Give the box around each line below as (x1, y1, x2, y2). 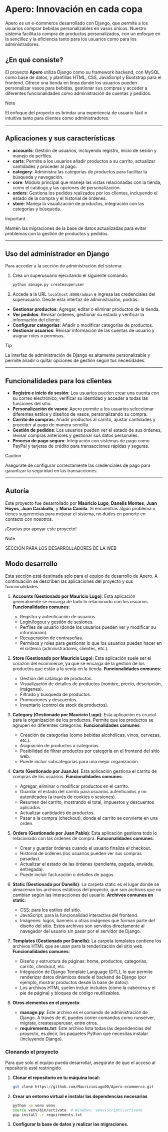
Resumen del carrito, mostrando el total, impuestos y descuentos (19, 799, 154, 805)
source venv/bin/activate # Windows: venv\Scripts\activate (12, 1108, 143, 1113)
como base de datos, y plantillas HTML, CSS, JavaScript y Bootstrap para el (5, 74, 161, 80)
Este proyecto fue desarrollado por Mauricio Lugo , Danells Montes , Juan (5, 500, 157, 506)
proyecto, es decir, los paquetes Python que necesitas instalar (19, 1031, 148, 1037)
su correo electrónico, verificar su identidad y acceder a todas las (12, 395, 148, 401)
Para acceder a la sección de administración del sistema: (5, 263, 122, 269)
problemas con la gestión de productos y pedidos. (5, 230, 109, 236)
